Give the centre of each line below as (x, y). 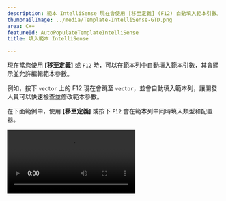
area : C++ (21, 26)
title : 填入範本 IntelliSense (48, 39)
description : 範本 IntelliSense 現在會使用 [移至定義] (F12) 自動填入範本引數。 (114, 13)
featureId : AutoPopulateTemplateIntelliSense (73, 32)
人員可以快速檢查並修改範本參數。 (55, 97)
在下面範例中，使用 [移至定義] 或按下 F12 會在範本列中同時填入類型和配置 (110, 111)
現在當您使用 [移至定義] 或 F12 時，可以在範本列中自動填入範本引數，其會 (110, 65)
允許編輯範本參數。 (46, 74)
